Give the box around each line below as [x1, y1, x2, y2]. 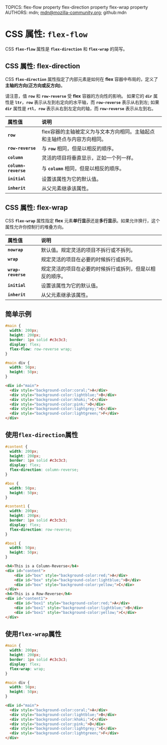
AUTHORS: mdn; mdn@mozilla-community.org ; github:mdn [5, 9, 127, 15]
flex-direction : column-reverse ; [9, 467, 79, 473]
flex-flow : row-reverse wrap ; [9, 347, 72, 352]
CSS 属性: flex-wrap [5, 203, 68, 212]
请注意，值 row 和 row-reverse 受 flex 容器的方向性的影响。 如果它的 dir [5, 93, 153, 99]
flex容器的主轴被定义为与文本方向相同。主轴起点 [41, 128, 155, 135]
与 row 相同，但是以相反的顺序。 [41, 145, 117, 152]
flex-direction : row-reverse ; [9, 527, 72, 532]
